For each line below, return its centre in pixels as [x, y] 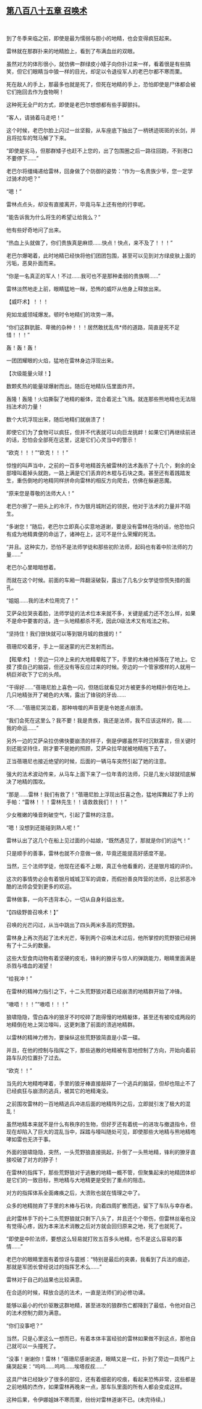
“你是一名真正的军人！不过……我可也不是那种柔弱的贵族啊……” [83, 276]
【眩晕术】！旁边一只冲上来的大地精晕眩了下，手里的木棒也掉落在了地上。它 [101, 659]
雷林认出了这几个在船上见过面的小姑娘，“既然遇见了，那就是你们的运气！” [98, 840]
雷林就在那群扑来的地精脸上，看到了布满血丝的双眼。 [72, 51]
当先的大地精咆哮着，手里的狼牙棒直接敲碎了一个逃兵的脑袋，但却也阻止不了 [101, 1083]
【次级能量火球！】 [30, 373]
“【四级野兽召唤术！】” [32, 912]
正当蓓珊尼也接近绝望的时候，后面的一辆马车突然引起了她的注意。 [88, 761]
